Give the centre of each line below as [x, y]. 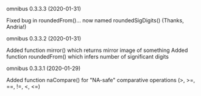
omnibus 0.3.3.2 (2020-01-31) [44, 38]
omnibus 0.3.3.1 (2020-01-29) [44, 68]
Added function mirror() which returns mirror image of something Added [97, 50]
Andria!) [16, 27]
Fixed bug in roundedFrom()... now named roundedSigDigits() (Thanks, [95, 20]
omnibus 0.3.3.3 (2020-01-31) [44, 9]
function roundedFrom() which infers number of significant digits [88, 56]
